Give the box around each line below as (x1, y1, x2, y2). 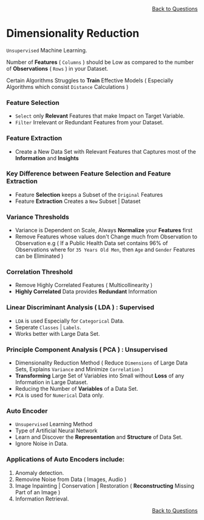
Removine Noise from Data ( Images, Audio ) (15, 475, 127, 483)
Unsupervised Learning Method (15, 421, 93, 428)
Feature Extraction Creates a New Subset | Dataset (15, 198, 141, 205)
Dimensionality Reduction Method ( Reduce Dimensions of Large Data (15, 359, 188, 366)
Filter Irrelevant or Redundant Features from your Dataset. (15, 119, 164, 126)
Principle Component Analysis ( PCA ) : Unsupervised (6, 345, 168, 354)
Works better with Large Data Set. (15, 330, 100, 337)
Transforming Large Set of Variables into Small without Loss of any (15, 372, 185, 380)
